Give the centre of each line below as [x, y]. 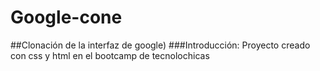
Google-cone [66, 17]
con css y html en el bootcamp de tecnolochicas [110, 55]
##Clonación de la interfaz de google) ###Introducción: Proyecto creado [160, 45]
